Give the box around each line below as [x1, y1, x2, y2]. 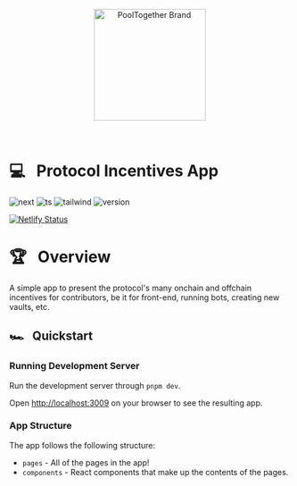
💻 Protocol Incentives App [9, 161, 219, 181]
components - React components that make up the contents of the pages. [21, 466, 289, 477]
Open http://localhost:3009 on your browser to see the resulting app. [9, 398, 263, 408]
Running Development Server [9, 360, 140, 373]
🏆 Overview [9, 247, 111, 267]
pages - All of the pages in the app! [21, 457, 150, 468]
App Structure [9, 420, 73, 432]
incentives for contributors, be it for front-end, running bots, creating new [9, 291, 280, 303]
